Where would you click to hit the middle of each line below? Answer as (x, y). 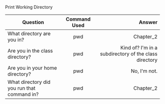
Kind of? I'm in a (139, 48)
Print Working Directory (29, 7)
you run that (22, 88)
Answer (148, 22)
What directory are (29, 34)
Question (33, 22)
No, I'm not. (144, 71)
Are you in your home (32, 68)
